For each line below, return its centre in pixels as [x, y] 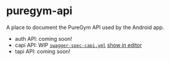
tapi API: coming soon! [42, 51]
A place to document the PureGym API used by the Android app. [85, 27]
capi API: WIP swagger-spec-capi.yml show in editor [78, 45]
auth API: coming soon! [44, 38]
